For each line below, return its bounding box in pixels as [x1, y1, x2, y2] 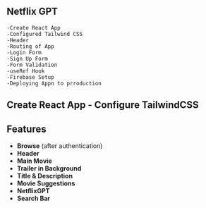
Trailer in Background [16, 164, 82, 173]
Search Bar [16, 194, 51, 203]
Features [6, 123, 47, 135]
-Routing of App [6, 42, 54, 50]
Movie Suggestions [16, 179, 75, 188]
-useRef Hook [6, 67, 45, 75]
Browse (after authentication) [16, 142, 103, 150]
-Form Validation [6, 61, 58, 68]
